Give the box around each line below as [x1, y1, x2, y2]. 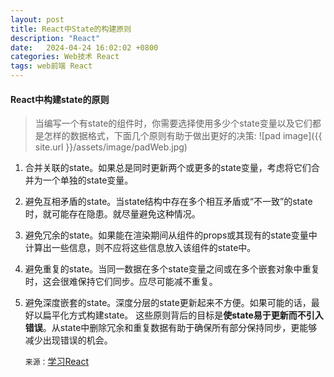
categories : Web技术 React [10, 52, 120, 62]
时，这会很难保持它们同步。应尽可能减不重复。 [24, 276, 218, 288]
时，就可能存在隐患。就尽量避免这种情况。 [24, 208, 201, 220]
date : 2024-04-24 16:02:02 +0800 [10, 42, 159, 53]
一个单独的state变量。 [42, 174, 134, 186]
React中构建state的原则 [10, 93, 110, 105]
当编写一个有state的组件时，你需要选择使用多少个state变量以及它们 [34, 117, 313, 130]
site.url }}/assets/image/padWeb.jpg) [34, 141, 188, 153]
